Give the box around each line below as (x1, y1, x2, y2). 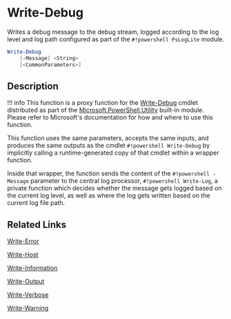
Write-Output (7, 278, 45, 286)
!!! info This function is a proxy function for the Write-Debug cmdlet (7, 99, 199, 107)
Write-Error (7, 237, 39, 246)
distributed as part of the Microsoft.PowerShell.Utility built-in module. (7, 106, 205, 115)
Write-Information (7, 264, 58, 272)
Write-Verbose (7, 291, 49, 299)
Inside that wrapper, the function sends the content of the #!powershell (7, 169, 210, 177)
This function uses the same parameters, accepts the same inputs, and (7, 134, 209, 142)
